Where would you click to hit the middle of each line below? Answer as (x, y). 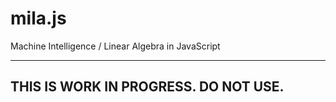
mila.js (38, 18)
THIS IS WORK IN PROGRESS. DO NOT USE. (147, 87)
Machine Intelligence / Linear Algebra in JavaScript (115, 46)
